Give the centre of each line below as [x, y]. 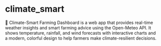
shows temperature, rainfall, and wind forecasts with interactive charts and [80, 33]
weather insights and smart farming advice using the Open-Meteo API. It [78, 27]
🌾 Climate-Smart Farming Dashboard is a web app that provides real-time [79, 23]
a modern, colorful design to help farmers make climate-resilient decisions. [81, 38]
